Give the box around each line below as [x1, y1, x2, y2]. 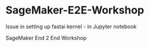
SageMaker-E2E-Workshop [5, 4, 145, 17]
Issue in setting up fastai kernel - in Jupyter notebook [5, 23, 137, 30]
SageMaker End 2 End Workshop [5, 34, 87, 41]
